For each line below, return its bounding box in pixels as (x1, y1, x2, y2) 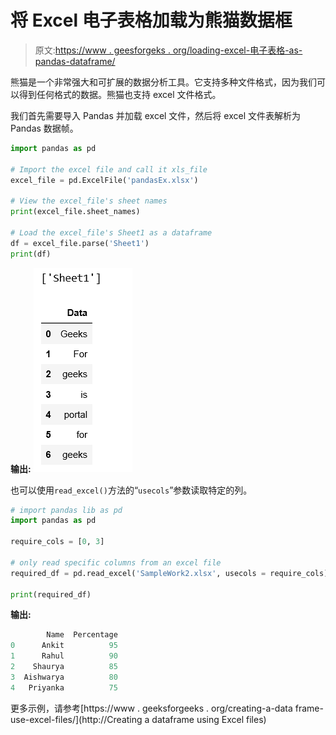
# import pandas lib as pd (10, 505, 123, 515)
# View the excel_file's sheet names (10, 196, 168, 206)
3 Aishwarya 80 (10, 672, 118, 682)
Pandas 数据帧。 (10, 122, 79, 134)
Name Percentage (46, 630, 118, 640)
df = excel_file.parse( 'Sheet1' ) (10, 238, 150, 248)
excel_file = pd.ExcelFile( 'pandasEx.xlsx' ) (10, 175, 199, 185)
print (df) (10, 249, 52, 259)
